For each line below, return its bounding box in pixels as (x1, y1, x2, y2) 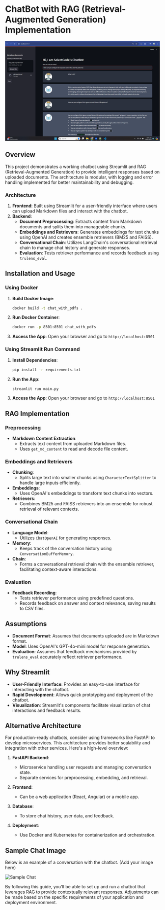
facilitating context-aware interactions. (19, 566, 98, 572)
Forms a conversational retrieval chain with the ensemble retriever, (19, 561, 155, 567)
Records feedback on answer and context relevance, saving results (19, 600, 156, 606)
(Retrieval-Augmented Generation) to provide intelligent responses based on (5, 169, 160, 175)
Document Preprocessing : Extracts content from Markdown (19, 218, 142, 224)
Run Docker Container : (12, 315, 60, 320)
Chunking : (12, 469, 34, 475)
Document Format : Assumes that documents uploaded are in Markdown (12, 632, 160, 639)
